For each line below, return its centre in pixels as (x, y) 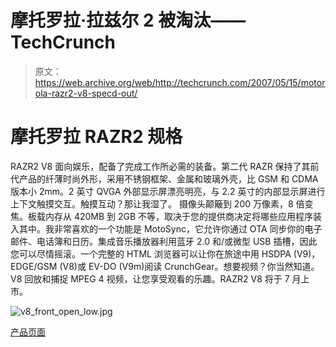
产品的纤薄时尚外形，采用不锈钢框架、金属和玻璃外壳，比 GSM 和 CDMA (168, 178)
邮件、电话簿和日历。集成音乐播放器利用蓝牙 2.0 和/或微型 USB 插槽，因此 (164, 241)
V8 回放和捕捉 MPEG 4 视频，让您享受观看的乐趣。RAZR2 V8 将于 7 (150, 278)
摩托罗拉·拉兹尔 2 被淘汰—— (128, 20)
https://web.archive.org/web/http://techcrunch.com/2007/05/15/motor (180, 82)
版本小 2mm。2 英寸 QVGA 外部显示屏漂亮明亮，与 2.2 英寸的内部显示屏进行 (168, 191)
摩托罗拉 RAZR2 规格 (96, 137)
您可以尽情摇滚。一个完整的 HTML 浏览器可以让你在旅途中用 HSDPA (151, 253)
